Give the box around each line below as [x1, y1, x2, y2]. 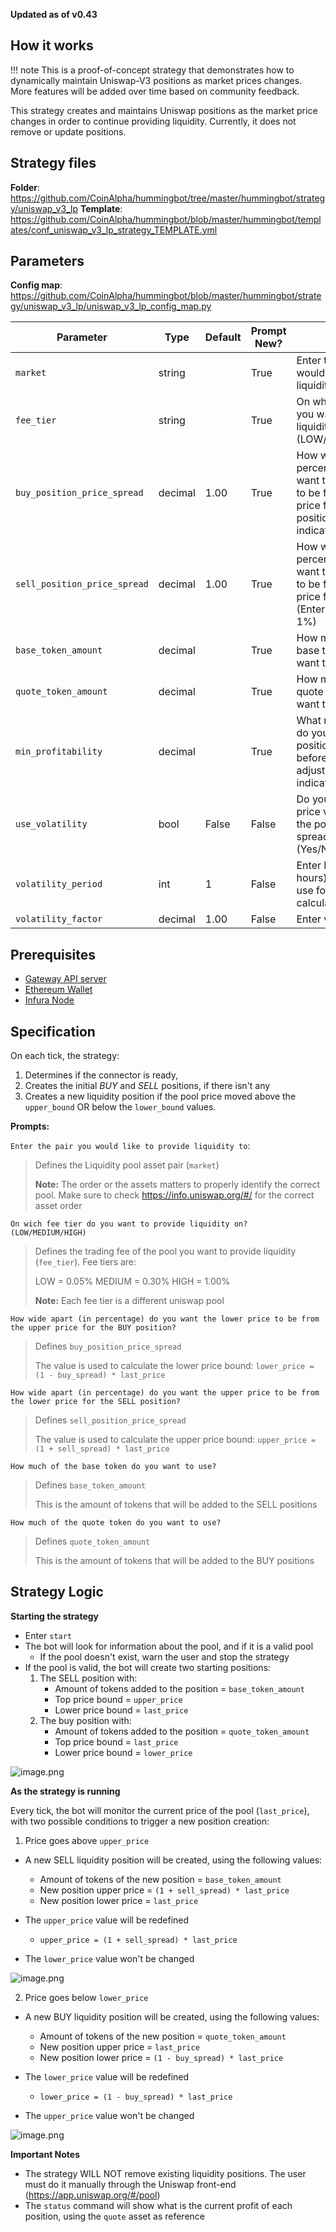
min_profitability [15, 746, 103, 758]
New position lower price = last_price [39, 1894, 199, 1906]
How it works [10, 37, 94, 54]
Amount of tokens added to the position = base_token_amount [54, 1682, 305, 1694]
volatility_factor [15, 914, 103, 925]
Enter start [24, 1629, 73, 1641]
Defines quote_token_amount [34, 1535, 151, 1548]
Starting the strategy [10, 1610, 100, 1622]
